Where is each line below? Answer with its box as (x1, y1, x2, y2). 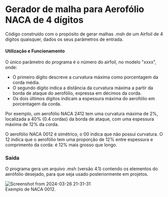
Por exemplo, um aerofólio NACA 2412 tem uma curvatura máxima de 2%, (5, 111, 158, 117)
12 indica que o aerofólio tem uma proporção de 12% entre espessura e (5, 137, 153, 143)
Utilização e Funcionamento (5, 48, 65, 54)
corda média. (12, 80, 40, 86)
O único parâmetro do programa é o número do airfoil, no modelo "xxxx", (5, 59, 157, 65)
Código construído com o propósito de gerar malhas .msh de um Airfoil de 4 (5, 31, 163, 37)
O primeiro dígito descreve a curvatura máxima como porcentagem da (12, 74, 158, 80)
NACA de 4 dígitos (5, 14, 84, 26)
